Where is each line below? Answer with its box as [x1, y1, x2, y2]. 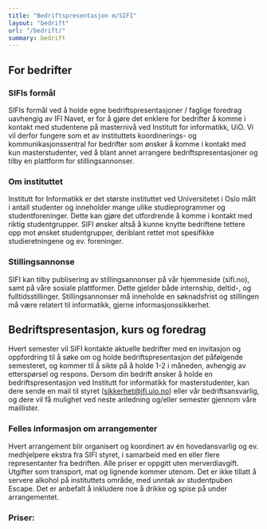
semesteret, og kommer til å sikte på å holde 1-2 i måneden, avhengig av [8, 361, 246, 370]
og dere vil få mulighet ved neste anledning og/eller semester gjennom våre [8, 395, 257, 405]
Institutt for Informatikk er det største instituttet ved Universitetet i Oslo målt [8, 194, 257, 204]
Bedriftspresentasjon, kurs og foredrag [8, 323, 206, 336]
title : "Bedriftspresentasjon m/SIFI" [8, 11, 137, 20]
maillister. [8, 403, 40, 413]
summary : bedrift [8, 33, 66, 42]
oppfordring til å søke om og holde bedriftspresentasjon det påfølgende [8, 352, 243, 362]
